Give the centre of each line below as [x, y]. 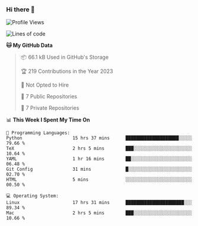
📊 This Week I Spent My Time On [48, 120]
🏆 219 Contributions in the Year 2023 [67, 71]
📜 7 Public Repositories [49, 97]
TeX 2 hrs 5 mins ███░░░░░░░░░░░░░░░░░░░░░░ [99, 149]
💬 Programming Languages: [38, 133]
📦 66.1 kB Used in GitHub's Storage [65, 57]
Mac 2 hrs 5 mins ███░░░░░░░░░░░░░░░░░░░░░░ [99, 213]
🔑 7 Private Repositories [50, 108]
